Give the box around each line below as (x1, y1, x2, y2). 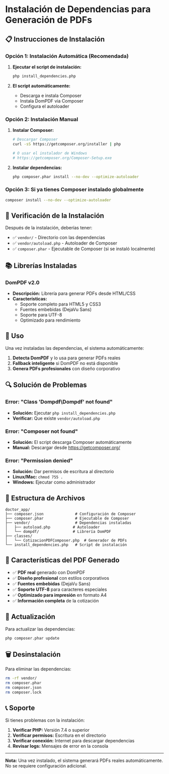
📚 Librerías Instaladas (5, 261, 77, 270)
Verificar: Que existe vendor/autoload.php (12, 415, 101, 421)
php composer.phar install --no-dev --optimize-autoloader (12, 174, 139, 179)
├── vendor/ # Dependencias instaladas (5, 520, 132, 525)
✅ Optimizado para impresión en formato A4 (12, 592, 107, 598)
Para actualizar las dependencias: (5, 626, 75, 632)
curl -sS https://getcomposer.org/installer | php (12, 141, 121, 146)
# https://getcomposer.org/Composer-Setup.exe (12, 155, 112, 161)
